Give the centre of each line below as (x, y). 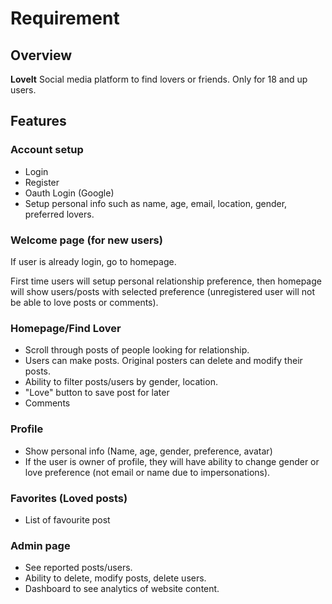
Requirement (65, 18)
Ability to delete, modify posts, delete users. (115, 578)
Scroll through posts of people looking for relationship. (137, 350)
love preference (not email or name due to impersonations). (147, 472)
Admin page (40, 545)
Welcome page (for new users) (86, 240)
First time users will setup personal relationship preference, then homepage (166, 281)
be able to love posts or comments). (84, 302)
